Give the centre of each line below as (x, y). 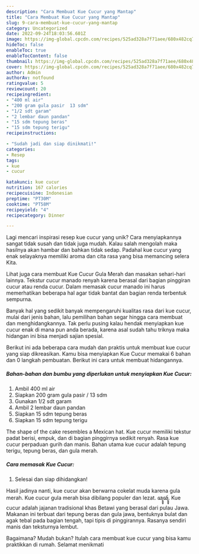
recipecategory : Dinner (36, 215)
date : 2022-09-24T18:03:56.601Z (46, 34)
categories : (21, 149)
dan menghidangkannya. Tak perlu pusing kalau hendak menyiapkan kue (95, 324)
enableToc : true (26, 50)
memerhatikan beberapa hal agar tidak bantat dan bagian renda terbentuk (96, 293)
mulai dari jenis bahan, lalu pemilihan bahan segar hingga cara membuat (94, 317)
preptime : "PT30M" (29, 199)
